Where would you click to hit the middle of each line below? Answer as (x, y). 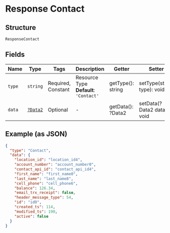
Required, (59, 83)
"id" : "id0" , (28, 202)
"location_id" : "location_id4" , (48, 160)
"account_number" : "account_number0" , (55, 165)
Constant (59, 89)
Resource (87, 77)
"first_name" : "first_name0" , (46, 174)
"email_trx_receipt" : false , (45, 193)
